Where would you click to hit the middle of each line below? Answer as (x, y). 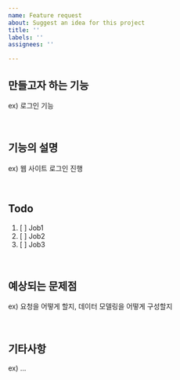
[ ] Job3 (32, 244)
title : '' (24, 30)
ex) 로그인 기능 (31, 105)
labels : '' (26, 37)
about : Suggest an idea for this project (77, 23)
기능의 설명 (33, 148)
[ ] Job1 (32, 228)
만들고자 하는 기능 (49, 85)
